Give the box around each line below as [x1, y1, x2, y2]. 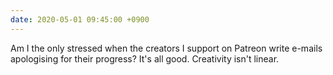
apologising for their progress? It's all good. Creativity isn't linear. [10, 52, 280, 65]
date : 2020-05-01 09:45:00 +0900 [10, 14, 150, 25]
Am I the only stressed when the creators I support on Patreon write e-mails [10, 42, 323, 54]
